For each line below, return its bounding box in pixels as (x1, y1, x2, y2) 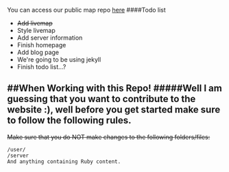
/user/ (7, 146, 26, 153)
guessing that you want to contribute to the (7, 93, 196, 105)
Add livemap (16, 19, 53, 27)
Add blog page (16, 48, 60, 56)
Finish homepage (16, 41, 67, 49)
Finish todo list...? (16, 63, 67, 71)
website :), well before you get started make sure (7, 104, 221, 116)
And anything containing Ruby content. (7, 158, 121, 165)
